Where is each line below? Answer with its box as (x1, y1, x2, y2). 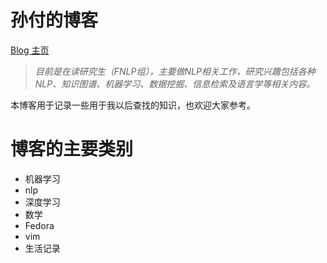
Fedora (24, 219, 55, 231)
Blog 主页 (10, 44, 50, 56)
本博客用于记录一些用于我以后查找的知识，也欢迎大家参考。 (10, 99, 256, 111)
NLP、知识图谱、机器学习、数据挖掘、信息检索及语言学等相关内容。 (34, 77, 316, 90)
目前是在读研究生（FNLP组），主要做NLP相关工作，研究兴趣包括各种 (34, 65, 316, 77)
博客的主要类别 (10, 138, 134, 161)
